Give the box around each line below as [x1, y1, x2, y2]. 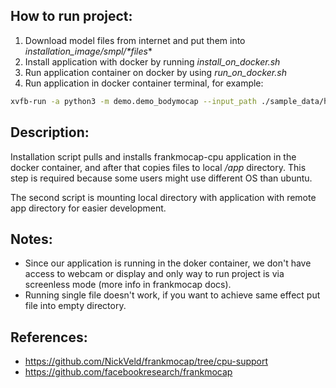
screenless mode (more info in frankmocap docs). [24, 279, 232, 291]
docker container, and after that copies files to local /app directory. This [10, 161, 307, 173]
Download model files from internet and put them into [24, 34, 246, 46]
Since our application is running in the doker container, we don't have [24, 257, 312, 269]
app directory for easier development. [10, 202, 167, 214]
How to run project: [10, 8, 133, 25]
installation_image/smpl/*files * [24, 45, 153, 57]
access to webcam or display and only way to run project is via [24, 268, 285, 280]
